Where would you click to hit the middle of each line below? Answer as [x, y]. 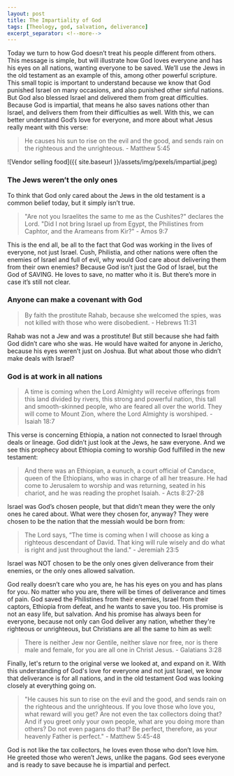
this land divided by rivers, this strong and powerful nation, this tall [120, 399]
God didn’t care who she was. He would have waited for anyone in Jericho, [115, 343]
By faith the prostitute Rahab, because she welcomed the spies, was [123, 315]
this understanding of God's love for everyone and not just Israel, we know [115, 671]
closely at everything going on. [52, 686]
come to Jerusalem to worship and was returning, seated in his [115, 486]
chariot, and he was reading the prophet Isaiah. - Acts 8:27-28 [114, 493]
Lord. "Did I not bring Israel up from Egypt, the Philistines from [114, 224]
